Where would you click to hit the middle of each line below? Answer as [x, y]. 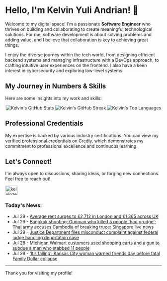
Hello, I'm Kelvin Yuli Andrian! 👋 [72, 10]
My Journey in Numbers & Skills [56, 86]
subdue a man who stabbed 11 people [51, 248]
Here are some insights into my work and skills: [53, 98]
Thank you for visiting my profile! [39, 273]
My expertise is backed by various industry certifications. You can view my [82, 135]
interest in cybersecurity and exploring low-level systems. [64, 70]
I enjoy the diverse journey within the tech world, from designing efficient [80, 55]
